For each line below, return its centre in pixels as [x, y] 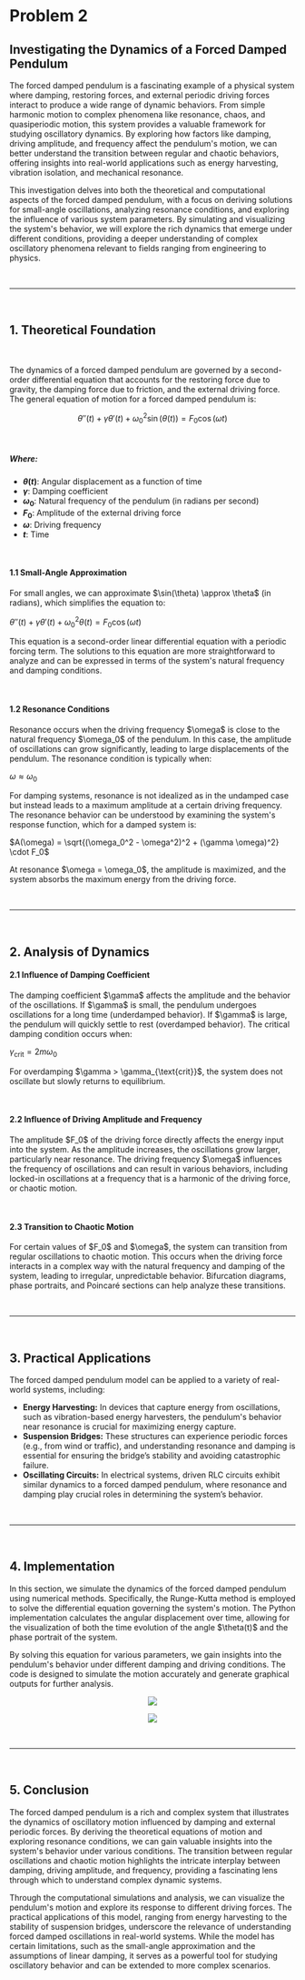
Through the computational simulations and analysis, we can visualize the [147, 1897]
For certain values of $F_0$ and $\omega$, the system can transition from [148, 1247]
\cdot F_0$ [30, 852]
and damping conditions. [56, 671]
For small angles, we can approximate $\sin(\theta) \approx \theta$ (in [140, 594]
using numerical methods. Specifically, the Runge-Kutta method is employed [152, 1598]
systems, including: [69, 1390]
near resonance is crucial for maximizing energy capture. [129, 1427]
